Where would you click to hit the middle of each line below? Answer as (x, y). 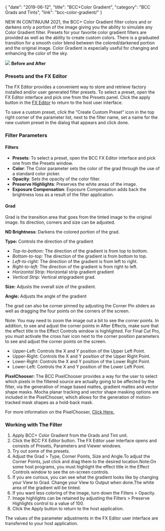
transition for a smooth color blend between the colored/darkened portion (80, 43)
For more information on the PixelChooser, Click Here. (60, 412)
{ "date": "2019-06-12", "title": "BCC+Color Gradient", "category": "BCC (78, 7)
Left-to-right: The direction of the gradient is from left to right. (75, 261)
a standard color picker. (36, 174)
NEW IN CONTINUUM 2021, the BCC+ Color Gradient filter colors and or (78, 22)
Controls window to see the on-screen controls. (61, 472)
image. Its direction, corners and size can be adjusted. (60, 222)
